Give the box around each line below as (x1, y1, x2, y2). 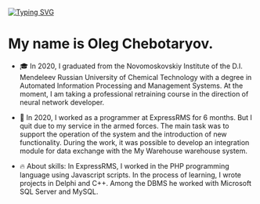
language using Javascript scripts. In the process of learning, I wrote (19, 169, 241, 180)
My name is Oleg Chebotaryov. (8, 35, 214, 53)
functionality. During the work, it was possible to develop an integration (19, 137, 250, 147)
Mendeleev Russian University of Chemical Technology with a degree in (19, 72, 252, 82)
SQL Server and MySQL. (19, 187, 99, 196)
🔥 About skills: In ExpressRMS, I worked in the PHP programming (19, 161, 229, 170)
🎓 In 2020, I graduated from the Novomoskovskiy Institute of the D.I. (19, 61, 243, 71)
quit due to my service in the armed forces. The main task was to (19, 121, 229, 130)
